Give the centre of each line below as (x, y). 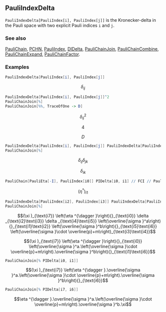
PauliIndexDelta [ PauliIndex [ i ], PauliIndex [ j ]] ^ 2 (57, 97)
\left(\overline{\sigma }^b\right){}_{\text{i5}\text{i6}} (104, 226)
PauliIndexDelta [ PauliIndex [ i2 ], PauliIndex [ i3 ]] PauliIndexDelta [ (76, 202)
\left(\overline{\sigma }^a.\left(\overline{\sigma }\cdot (83, 246)
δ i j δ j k (83, 160)
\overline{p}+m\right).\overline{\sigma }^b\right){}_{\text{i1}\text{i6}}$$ (83, 252)
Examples (17, 67)
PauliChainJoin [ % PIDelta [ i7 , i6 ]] (42, 290)
